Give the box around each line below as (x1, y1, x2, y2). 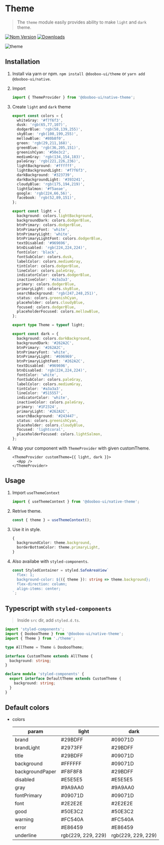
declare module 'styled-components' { (5, 672, 84, 677)
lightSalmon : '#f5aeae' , (17, 186, 68, 191)
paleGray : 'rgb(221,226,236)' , (17, 159, 81, 164)
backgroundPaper (14, 768, 56, 775)
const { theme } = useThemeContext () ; (12, 517, 92, 523)
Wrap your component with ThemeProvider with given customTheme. (12, 445, 150, 451)
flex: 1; (17, 572, 35, 577)
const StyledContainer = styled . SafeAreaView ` (12, 568, 109, 573)
